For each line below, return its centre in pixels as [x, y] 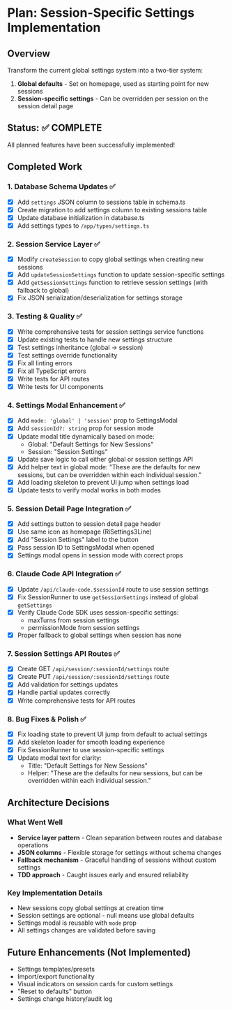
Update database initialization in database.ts [81, 217]
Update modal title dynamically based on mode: [86, 436]
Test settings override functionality [67, 355]
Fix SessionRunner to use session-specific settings [91, 750]
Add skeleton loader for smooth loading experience [91, 742]
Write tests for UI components [60, 387]
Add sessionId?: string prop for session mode [85, 428]
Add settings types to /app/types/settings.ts [83, 226]
